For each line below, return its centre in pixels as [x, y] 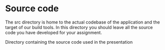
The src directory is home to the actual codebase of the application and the [83, 22]
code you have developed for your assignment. [54, 32]
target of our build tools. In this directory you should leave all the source [79, 27]
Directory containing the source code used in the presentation [69, 42]
